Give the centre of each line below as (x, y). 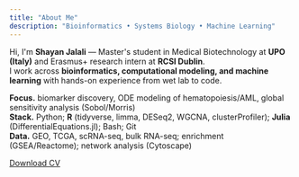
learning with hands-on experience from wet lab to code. (116, 80)
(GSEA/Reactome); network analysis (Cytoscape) (100, 146)
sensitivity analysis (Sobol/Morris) (72, 107)
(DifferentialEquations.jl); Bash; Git (73, 126)
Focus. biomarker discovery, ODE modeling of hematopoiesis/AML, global (147, 97)
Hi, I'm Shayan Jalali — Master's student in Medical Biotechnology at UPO (147, 51)
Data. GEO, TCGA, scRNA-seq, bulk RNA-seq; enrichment (117, 136)
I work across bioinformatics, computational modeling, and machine (139, 71)
